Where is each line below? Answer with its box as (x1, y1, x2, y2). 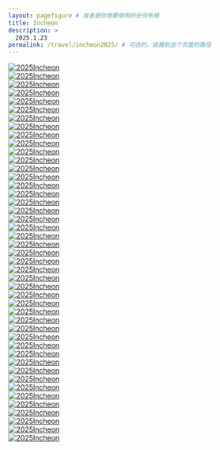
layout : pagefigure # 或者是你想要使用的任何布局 (8, 11, 160, 20)
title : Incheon (8, 19, 59, 27)
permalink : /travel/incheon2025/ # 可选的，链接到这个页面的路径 (8, 41, 211, 49)
